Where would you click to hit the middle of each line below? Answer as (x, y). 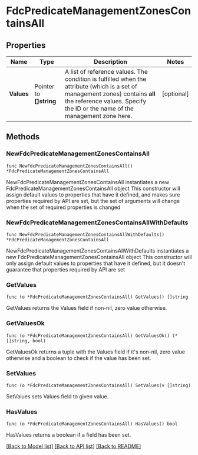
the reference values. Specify (105, 101)
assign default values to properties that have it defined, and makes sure (93, 194)
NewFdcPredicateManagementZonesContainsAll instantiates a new (88, 182)
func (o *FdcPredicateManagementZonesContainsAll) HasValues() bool (92, 424)
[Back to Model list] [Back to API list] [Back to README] (74, 446)
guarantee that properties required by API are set (66, 269)
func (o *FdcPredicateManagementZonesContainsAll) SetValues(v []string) (99, 385)
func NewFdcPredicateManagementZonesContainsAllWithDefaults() (85, 234)
